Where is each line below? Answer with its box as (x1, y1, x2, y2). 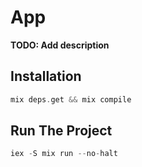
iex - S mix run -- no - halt (10, 149, 118, 159)
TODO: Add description (10, 39, 110, 51)
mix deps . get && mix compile (10, 94, 132, 105)
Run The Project (10, 122, 113, 140)
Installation (10, 68, 82, 85)
